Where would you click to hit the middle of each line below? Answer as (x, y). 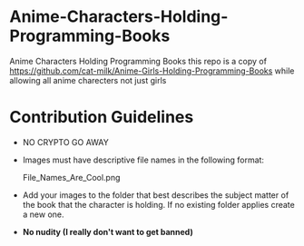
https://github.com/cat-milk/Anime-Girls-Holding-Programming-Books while (152, 71)
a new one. (44, 214)
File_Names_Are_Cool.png (71, 177)
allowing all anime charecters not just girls (88, 80)
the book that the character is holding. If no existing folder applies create (158, 204)
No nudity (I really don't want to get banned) (108, 231)
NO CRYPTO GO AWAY (65, 142)
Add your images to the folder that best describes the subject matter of (156, 195)
